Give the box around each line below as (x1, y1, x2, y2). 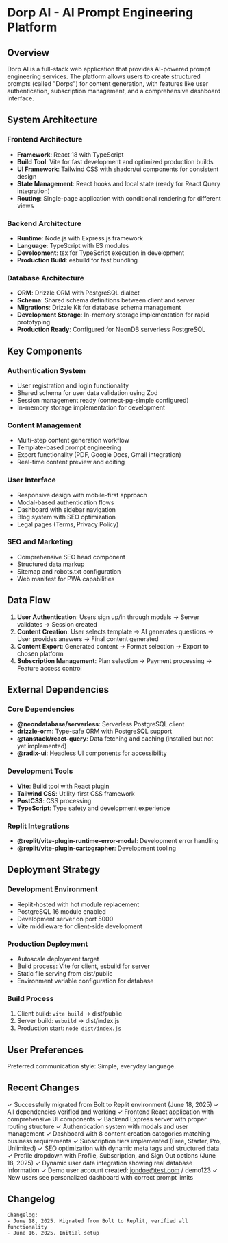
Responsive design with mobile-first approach (16, 491, 147, 499)
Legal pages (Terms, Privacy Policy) (16, 520, 119, 528)
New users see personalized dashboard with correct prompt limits (7, 1173, 194, 1181)
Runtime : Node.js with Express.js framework (16, 234, 144, 242)
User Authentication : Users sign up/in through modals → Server (16, 613, 200, 621)
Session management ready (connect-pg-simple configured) (16, 396, 190, 404)
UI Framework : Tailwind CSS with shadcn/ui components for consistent (16, 165, 219, 173)
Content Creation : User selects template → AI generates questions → (16, 627, 214, 636)
